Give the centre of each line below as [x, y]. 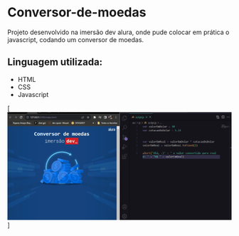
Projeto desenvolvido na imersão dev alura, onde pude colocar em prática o [118, 32]
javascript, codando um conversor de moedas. [76, 39]
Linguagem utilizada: [55, 62]
